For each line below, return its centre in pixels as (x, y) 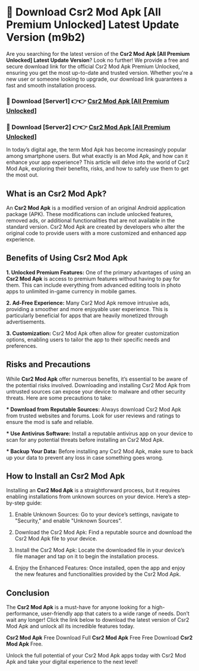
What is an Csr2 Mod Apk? (56, 193)
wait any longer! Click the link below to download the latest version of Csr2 (98, 620)
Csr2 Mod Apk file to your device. (56, 539)
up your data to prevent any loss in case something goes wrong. (85, 457)
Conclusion (28, 593)
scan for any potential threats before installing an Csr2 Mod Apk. (85, 439)
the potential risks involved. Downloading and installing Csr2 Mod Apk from (98, 385)
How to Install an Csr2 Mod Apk (66, 476)
